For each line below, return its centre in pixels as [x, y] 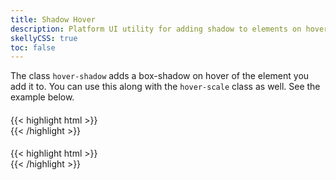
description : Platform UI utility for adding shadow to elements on [156, 29]
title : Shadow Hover [53, 19]
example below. [42, 97]
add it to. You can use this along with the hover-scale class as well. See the [165, 87]
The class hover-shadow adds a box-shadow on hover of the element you [160, 76]
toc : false [33, 47]
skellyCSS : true [44, 38]
